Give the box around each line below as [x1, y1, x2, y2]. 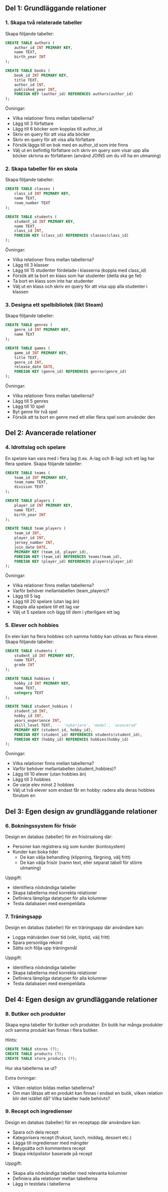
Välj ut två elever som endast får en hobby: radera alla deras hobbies [12, 787, 155, 793]
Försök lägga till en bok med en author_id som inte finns [12, 142, 128, 148]
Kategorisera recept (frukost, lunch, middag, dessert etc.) [12, 1134, 132, 1141]
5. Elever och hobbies [5, 622, 59, 629]
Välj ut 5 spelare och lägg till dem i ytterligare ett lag [12, 609, 120, 615]
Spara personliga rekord [12, 939, 63, 946]
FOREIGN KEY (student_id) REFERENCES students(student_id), [14, 732, 142, 737]
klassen [12, 289, 29, 295]
